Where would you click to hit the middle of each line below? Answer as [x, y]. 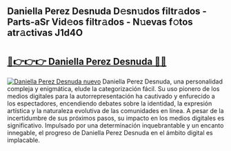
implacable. [23, 140]
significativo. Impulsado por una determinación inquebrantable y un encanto [115, 125]
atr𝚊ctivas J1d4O [45, 33]
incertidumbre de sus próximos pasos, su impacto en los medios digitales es [116, 118]
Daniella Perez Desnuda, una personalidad [162, 81]
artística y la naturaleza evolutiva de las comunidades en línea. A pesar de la [115, 111]
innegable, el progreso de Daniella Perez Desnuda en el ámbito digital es [110, 133]
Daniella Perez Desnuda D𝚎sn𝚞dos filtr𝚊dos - [107, 11]
